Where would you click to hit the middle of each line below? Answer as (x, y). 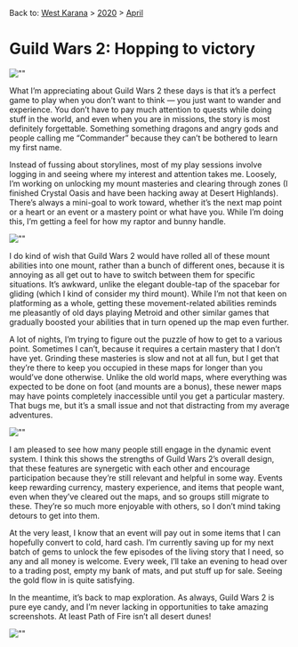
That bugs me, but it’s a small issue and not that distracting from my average (149, 405)
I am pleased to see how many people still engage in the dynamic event (140, 449)
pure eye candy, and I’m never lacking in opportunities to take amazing (139, 607)
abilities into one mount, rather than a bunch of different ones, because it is (147, 265)
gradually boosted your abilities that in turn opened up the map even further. (149, 322)
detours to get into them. (55, 515)
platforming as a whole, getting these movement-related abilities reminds (143, 303)
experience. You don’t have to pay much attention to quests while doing (141, 109)
